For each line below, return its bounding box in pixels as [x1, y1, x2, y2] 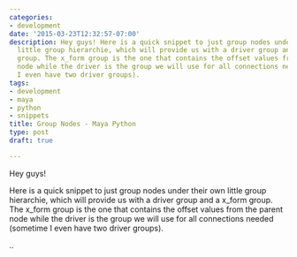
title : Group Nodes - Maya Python [9, 120, 137, 129]
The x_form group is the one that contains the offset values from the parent [9, 204, 284, 215]
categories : [9, 12, 53, 22]
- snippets [9, 111, 49, 120]
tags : [9, 79, 29, 87]
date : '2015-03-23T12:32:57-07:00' [9, 29, 141, 38]
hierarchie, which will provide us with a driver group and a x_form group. [9, 194, 273, 205]
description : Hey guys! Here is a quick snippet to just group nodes [9, 37, 271, 47]
